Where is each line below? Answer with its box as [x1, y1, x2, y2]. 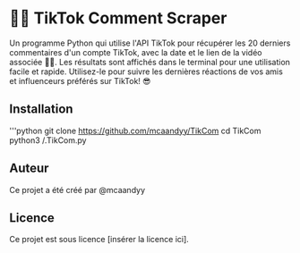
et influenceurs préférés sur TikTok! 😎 [9, 75, 151, 86]
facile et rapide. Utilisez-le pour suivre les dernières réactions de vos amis [9, 66, 284, 77]
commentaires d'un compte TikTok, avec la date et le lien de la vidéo [9, 46, 262, 57]
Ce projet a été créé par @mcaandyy [9, 184, 146, 195]
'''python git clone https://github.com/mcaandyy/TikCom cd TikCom [9, 125, 261, 136]
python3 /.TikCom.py [9, 134, 87, 146]
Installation [9, 102, 73, 117]
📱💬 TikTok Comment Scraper [9, 8, 227, 29]
